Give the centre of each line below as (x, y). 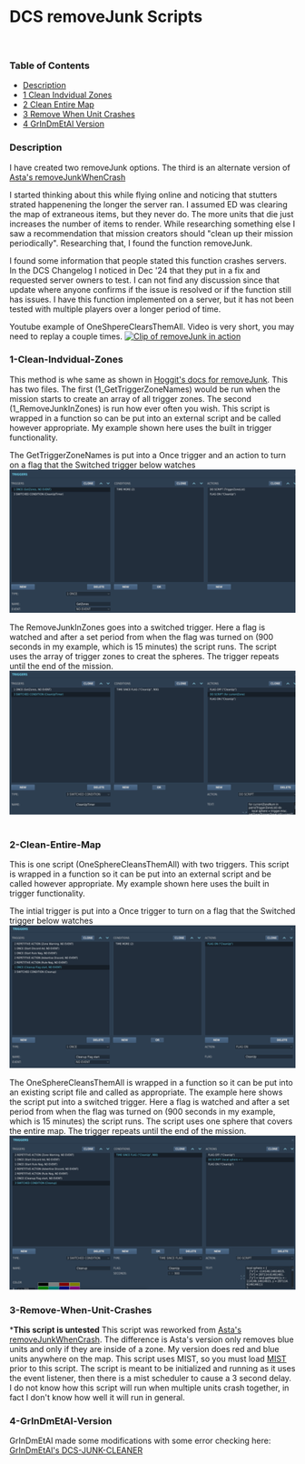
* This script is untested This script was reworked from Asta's (126, 1330)
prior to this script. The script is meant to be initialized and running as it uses (152, 1369)
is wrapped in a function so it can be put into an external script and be (141, 874)
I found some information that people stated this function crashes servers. (148, 260)
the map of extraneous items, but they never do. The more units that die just (152, 214)
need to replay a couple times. (66, 336)
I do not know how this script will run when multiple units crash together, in (149, 1388)
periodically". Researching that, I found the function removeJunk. (131, 243)
